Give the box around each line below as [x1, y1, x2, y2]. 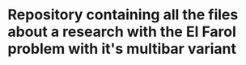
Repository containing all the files [7, 6, 239, 24]
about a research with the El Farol [7, 22, 236, 41]
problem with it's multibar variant [7, 40, 236, 58]
